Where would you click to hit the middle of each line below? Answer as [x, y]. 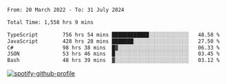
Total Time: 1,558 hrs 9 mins [51, 22]
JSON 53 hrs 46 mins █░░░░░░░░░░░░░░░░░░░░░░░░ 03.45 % [113, 54]
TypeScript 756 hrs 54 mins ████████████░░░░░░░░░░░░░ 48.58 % [113, 34]
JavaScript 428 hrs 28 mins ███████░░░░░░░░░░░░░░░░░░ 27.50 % [113, 41]
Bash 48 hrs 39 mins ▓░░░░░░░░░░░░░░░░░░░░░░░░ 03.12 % [113, 61]
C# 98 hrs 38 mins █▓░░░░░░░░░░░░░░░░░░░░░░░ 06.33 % [113, 48]
